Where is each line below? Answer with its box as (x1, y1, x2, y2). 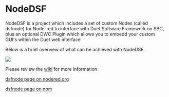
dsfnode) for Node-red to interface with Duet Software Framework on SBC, (5, 25, 164, 31)
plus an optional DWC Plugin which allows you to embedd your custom (5, 31, 155, 37)
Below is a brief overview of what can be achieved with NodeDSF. (5, 46, 145, 52)
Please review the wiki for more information (5, 66, 98, 72)
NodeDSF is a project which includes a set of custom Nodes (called (5, 20, 148, 26)
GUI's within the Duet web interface (5, 36, 81, 43)
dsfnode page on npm (5, 86, 52, 92)
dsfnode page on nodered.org (5, 75, 69, 82)
